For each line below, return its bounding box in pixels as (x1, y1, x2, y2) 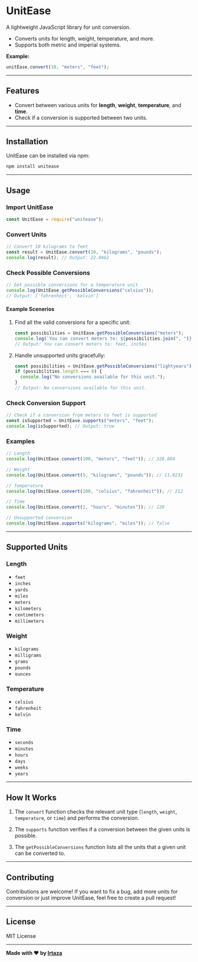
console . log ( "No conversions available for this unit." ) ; (20, 374, 166, 380)
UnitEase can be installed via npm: (6, 152, 90, 160)
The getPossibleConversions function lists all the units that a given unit (14, 844, 186, 851)
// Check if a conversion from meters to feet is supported (6, 412, 157, 419)
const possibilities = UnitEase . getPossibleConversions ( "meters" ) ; (14, 330, 184, 336)
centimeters (14, 612, 44, 618)
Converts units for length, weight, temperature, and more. (14, 35, 155, 42)
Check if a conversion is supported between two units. (14, 114, 148, 121)
